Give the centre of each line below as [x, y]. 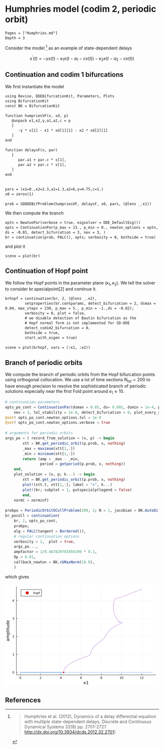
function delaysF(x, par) [31, 150]
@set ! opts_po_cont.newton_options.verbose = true [58, 423]
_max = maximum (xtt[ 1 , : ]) [49, 448]
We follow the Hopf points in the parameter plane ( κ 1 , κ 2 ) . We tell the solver [80, 283]
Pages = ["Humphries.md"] [31, 33]
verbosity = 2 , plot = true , [45, 542]
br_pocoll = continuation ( [32, 516]
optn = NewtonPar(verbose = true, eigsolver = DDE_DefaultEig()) [73, 222]
